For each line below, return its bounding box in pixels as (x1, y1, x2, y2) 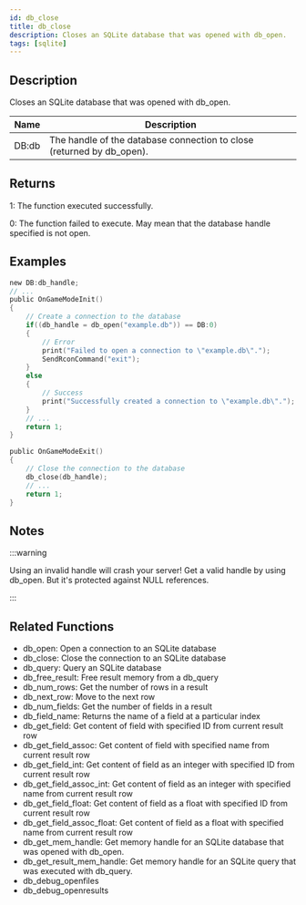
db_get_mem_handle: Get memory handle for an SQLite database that (22, 837, 284, 848)
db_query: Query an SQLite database (22, 663, 162, 674)
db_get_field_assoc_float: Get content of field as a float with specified (22, 818, 284, 828)
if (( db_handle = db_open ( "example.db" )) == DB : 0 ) (25, 321, 219, 330)
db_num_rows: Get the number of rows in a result (22, 682, 209, 693)
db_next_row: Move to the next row (22, 692, 156, 703)
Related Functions (9, 619, 115, 634)
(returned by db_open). (48, 145, 148, 158)
